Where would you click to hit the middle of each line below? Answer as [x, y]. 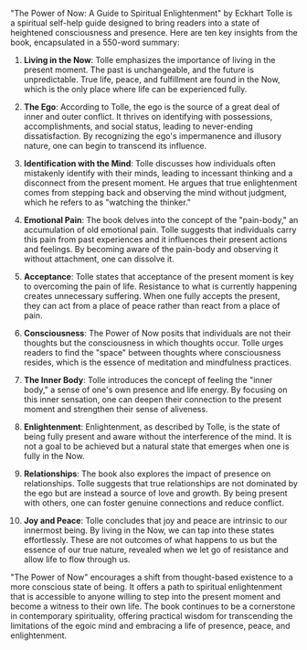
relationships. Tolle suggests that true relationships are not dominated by [160, 483]
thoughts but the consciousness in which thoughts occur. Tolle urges [153, 343]
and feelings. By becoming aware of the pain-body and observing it [151, 249]
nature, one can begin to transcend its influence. [115, 146]
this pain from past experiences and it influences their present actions [155, 240]
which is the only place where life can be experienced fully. [135, 89]
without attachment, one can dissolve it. [99, 259]
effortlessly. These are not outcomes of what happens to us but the [150, 540]
